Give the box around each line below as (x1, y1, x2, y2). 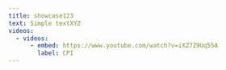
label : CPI (37, 49, 74, 57)
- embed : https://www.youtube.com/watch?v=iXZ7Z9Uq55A (29, 42, 219, 50)
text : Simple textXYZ (8, 19, 82, 27)
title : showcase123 (8, 11, 74, 20)
